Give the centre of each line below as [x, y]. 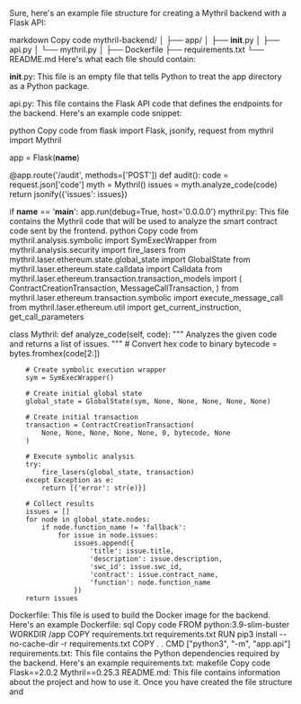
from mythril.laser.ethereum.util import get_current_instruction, [125, 307]
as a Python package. [49, 86]
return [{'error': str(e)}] [94, 488]
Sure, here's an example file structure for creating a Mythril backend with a [148, 13]
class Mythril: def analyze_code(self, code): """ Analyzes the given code [143, 334]
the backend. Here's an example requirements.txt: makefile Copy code [140, 663]
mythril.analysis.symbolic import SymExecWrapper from [113, 240]
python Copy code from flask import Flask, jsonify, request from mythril [142, 131]
